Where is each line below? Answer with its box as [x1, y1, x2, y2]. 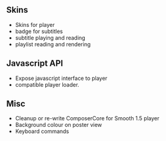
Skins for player [15, 21, 55, 28]
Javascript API [6, 58, 63, 69]
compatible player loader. [15, 81, 79, 88]
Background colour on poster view [15, 121, 103, 129]
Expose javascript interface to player [15, 74, 108, 82]
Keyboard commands [15, 128, 70, 135]
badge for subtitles [15, 27, 63, 35]
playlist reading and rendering [15, 40, 91, 48]
